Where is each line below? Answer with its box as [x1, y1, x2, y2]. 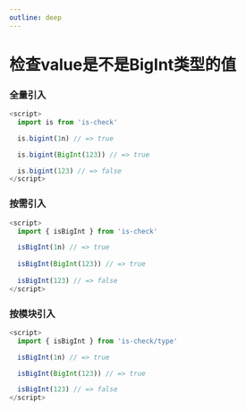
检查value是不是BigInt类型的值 [9, 55, 237, 74]
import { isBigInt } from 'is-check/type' [17, 337, 178, 346]
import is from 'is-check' [17, 117, 118, 126]
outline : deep [9, 13, 63, 22]
